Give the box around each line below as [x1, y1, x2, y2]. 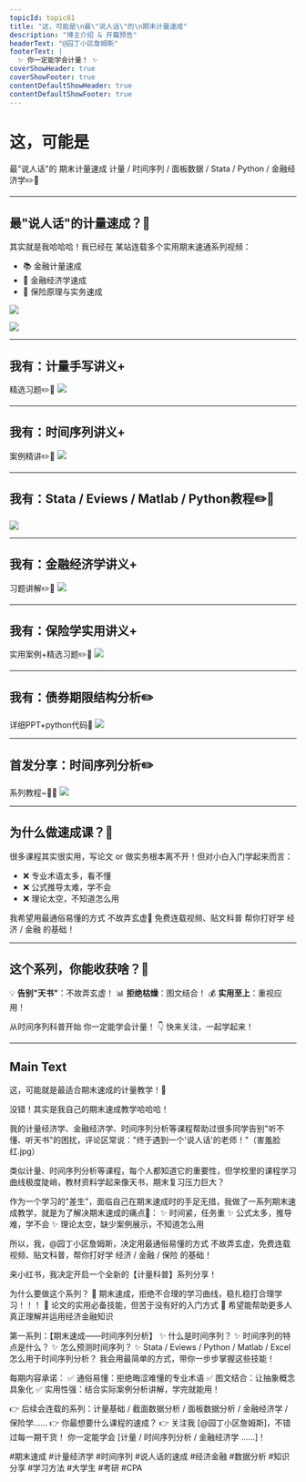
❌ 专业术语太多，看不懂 [22, 870, 112, 881]
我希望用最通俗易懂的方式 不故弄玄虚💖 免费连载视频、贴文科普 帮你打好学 [9, 912, 285, 923]
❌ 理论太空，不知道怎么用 [22, 893, 120, 904]
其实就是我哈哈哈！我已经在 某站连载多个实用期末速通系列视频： [9, 241, 251, 252]
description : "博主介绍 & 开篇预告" [9, 30, 138, 39]
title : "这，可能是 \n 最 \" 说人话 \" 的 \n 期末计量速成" [9, 22, 189, 31]
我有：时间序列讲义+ [9, 424, 126, 440]
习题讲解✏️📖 [9, 582, 56, 593]
